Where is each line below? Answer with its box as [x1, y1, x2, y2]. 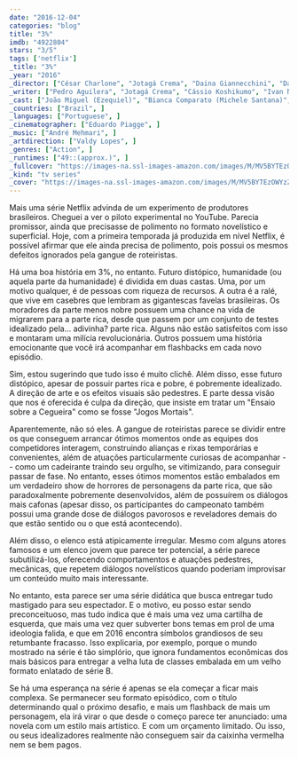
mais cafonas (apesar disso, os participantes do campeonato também [9, 499, 264, 510]
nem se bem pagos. [9, 739, 82, 750]
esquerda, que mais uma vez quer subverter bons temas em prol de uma [9, 619, 275, 629]
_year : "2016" [9, 71, 62, 80]
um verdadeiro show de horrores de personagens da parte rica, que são [9, 480, 273, 491]
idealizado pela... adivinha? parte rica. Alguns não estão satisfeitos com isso [9, 323, 288, 334]
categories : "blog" [9, 21, 82, 30]
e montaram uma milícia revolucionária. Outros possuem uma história [9, 333, 263, 344]
